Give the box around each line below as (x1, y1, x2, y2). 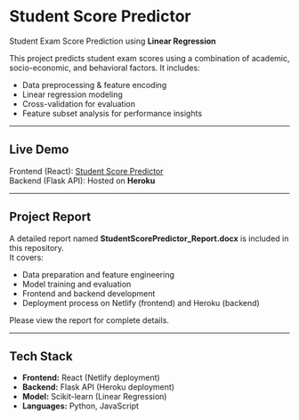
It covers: (9, 252, 44, 262)
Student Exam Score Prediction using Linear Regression (9, 36, 216, 46)
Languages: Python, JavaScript (21, 400, 140, 411)
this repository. (9, 242, 65, 253)
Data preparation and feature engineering (21, 269, 175, 279)
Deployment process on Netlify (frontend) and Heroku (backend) (21, 297, 260, 308)
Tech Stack (9, 349, 73, 364)
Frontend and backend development (21, 287, 156, 299)
